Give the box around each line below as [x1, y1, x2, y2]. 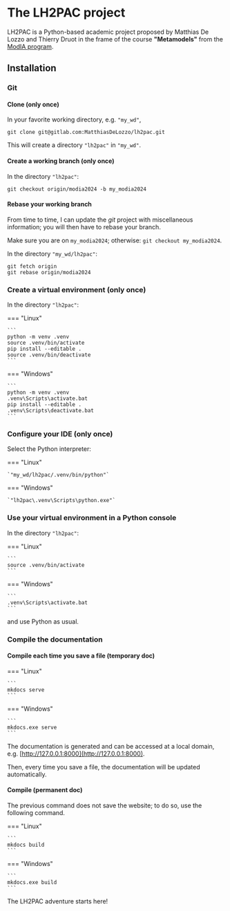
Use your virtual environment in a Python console [7, 513, 177, 523]
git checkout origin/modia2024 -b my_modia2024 [7, 185, 147, 193]
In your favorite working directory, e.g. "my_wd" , [7, 115, 142, 124]
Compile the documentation [7, 634, 103, 644]
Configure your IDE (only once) [7, 430, 113, 439]
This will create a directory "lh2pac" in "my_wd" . [7, 141, 142, 149]
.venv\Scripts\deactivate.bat [7, 407, 95, 414]
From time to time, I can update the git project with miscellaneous [7, 215, 193, 224]
